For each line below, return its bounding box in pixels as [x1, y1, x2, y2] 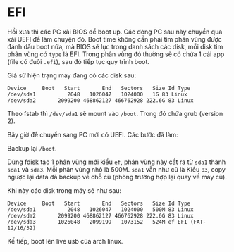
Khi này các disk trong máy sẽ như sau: [7, 186, 122, 194]
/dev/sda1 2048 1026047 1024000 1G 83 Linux [7, 91, 188, 98]
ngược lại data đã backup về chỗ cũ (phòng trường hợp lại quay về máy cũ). [7, 172, 227, 181]
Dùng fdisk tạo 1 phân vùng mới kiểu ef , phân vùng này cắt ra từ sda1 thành [7, 158, 226, 166]
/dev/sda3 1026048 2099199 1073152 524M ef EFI [7, 218, 188, 225]
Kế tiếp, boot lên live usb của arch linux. [7, 237, 123, 245]
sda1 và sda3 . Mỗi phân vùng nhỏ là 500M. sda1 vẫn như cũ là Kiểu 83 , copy [7, 165, 226, 173]
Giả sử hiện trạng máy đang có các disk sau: [7, 71, 136, 80]
